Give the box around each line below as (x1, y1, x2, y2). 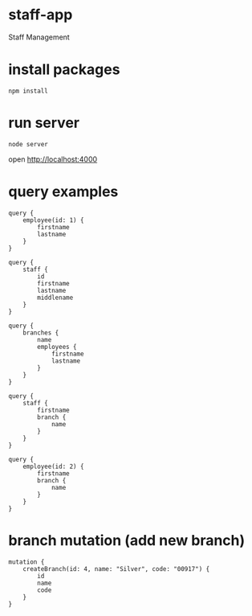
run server (8, 114, 80, 132)
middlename (37, 294, 74, 302)
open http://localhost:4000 (8, 154, 98, 164)
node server (8, 140, 48, 148)
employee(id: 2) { (22, 462, 84, 470)
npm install (8, 87, 48, 95)
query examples (8, 183, 119, 200)
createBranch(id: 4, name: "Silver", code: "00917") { (22, 565, 210, 573)
